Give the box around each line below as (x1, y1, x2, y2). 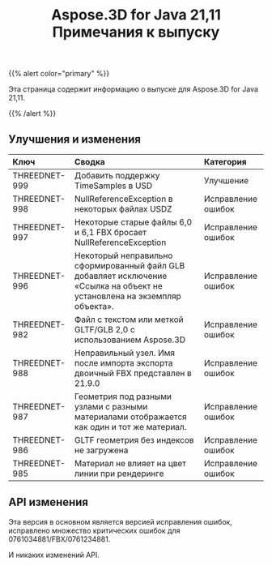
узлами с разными (74, 401, 148, 412)
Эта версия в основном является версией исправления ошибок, (8, 517, 233, 526)
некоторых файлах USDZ (74, 204, 172, 214)
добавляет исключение (74, 270, 168, 281)
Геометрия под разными (74, 391, 172, 402)
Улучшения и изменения (8, 132, 142, 146)
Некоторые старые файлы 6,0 (74, 217, 193, 228)
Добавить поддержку (74, 170, 160, 181)
